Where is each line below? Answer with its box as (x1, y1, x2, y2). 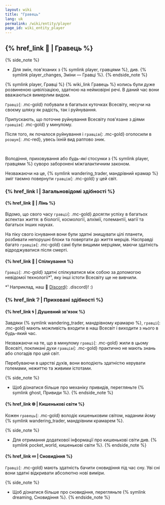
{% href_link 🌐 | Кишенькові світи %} (5, 401, 85, 407)
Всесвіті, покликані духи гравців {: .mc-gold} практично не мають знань (5, 345, 156, 351)
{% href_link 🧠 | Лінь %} (5, 200, 56, 206)
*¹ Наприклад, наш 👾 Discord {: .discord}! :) (5, 284, 93, 290)
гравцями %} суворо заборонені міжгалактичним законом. (5, 161, 131, 167)
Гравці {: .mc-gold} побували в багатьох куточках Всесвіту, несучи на (5, 101, 151, 107)
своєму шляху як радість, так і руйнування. (5, 107, 97, 113)
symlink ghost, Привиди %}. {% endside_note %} (12, 390, 114, 396)
